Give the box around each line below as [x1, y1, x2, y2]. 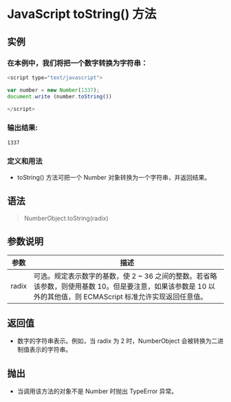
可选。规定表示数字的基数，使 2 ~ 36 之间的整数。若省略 [33, 271, 218, 281]
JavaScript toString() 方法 [7, 6, 157, 22]
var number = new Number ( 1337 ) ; [7, 87, 100, 94]
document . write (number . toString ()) [7, 93, 112, 100]
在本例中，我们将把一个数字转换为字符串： [7, 58, 148, 67]
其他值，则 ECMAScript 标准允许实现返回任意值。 [47, 292, 208, 301]
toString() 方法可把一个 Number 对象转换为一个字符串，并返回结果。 [16, 173, 211, 181]
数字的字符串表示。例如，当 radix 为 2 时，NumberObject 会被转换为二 [16, 337, 218, 345]
